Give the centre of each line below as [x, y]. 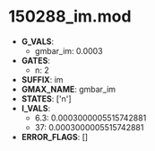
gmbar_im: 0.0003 [69, 50]
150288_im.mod [70, 17]
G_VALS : [38, 41]
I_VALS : [36, 108]
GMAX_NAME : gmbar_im [69, 89]
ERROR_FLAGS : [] [55, 137]
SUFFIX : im [42, 79]
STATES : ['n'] [47, 98]
